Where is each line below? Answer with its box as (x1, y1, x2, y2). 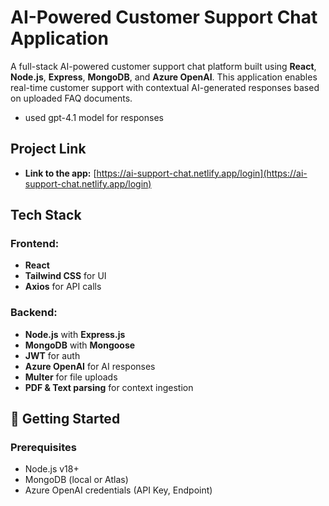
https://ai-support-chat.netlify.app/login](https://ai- (96, 167, 308, 179)
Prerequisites (10, 441, 77, 455)
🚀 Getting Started (10, 411, 121, 428)
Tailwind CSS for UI (24, 270, 107, 282)
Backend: (10, 306, 58, 320)
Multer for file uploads (24, 371, 118, 383)
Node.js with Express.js (24, 328, 126, 340)
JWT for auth (24, 349, 81, 361)
